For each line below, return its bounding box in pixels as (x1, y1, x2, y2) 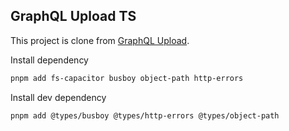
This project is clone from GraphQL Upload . (10, 34, 190, 46)
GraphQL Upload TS (10, 8, 137, 25)
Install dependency (10, 54, 89, 66)
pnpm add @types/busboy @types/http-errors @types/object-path (10, 110, 280, 121)
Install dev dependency (10, 91, 107, 103)
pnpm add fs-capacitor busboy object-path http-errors (10, 73, 244, 83)
